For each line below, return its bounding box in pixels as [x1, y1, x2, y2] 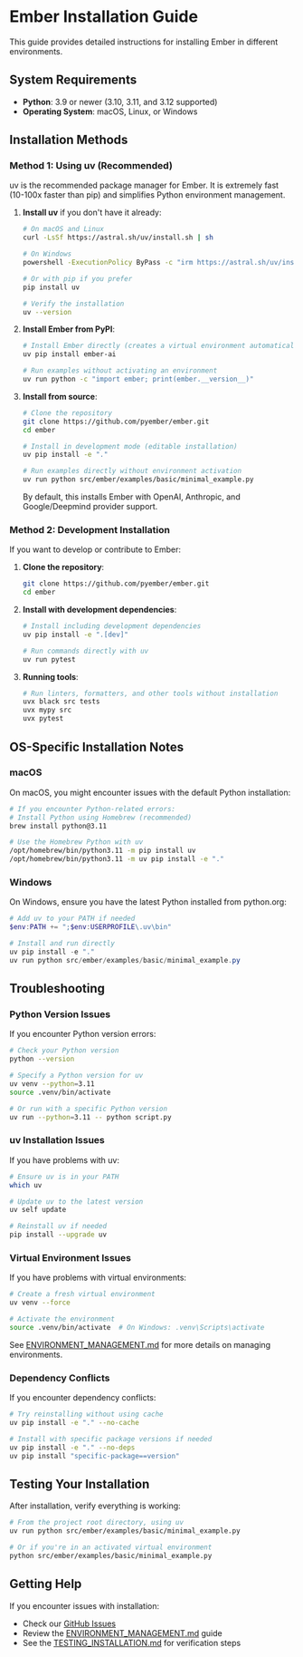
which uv [9, 1180, 43, 1189]
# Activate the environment [9, 1314, 116, 1324]
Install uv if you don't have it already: [22, 207, 162, 218]
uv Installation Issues [9, 1134, 106, 1147]
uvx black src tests [22, 697, 100, 706]
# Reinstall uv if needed [9, 1222, 107, 1231]
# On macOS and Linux [22, 225, 104, 234]
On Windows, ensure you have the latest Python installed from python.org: [9, 896, 287, 907]
